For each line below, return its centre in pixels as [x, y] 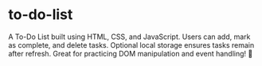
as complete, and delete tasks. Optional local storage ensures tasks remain [131, 45]
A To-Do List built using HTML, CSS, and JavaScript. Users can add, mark [129, 37]
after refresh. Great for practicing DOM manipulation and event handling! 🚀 [131, 53]
